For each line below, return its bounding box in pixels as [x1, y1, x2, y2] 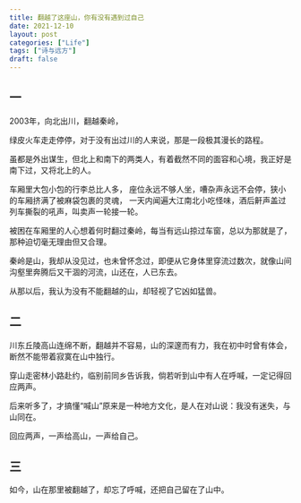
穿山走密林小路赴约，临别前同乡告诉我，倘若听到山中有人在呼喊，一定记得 [9, 370, 284, 380]
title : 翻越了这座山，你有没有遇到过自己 [9, 13, 145, 22]
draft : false [9, 55, 58, 64]
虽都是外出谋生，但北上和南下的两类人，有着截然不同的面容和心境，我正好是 [9, 153, 292, 164]
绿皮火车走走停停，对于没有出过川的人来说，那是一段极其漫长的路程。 [9, 134, 269, 145]
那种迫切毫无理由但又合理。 [9, 236, 112, 247]
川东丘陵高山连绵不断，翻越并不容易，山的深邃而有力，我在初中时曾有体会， [9, 339, 292, 350]
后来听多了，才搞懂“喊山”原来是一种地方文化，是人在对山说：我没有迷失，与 [9, 400, 291, 411]
